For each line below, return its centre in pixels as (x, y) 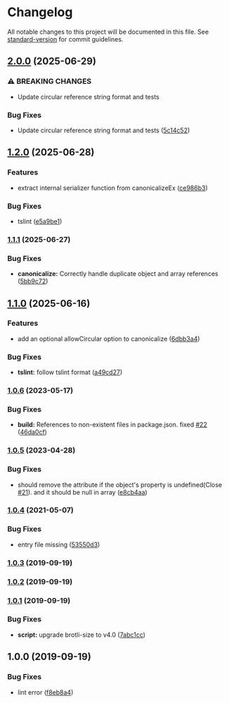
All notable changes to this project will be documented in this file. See (108, 32)
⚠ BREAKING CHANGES (50, 82)
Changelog (40, 12)
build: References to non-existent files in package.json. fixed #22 (112, 425)
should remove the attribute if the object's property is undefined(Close (120, 484)
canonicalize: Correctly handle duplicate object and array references (118, 274)
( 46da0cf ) (32, 432)
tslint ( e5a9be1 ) (40, 221)
